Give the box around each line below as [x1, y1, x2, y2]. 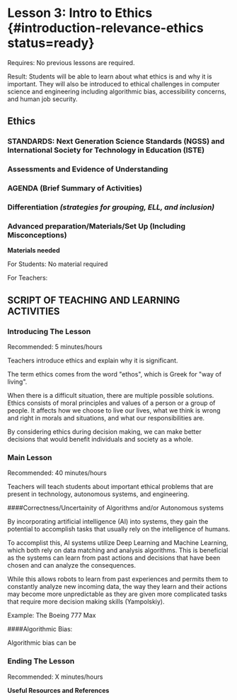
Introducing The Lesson [7, 326, 91, 336]
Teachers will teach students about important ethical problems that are [7, 483, 214, 491]
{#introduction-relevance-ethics [7, 20, 204, 36]
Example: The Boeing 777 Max [7, 611, 96, 620]
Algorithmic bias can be [7, 638, 76, 647]
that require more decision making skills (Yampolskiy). [7, 597, 165, 606]
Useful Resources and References [7, 686, 110, 694]
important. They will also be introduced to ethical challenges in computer [7, 79, 220, 88]
